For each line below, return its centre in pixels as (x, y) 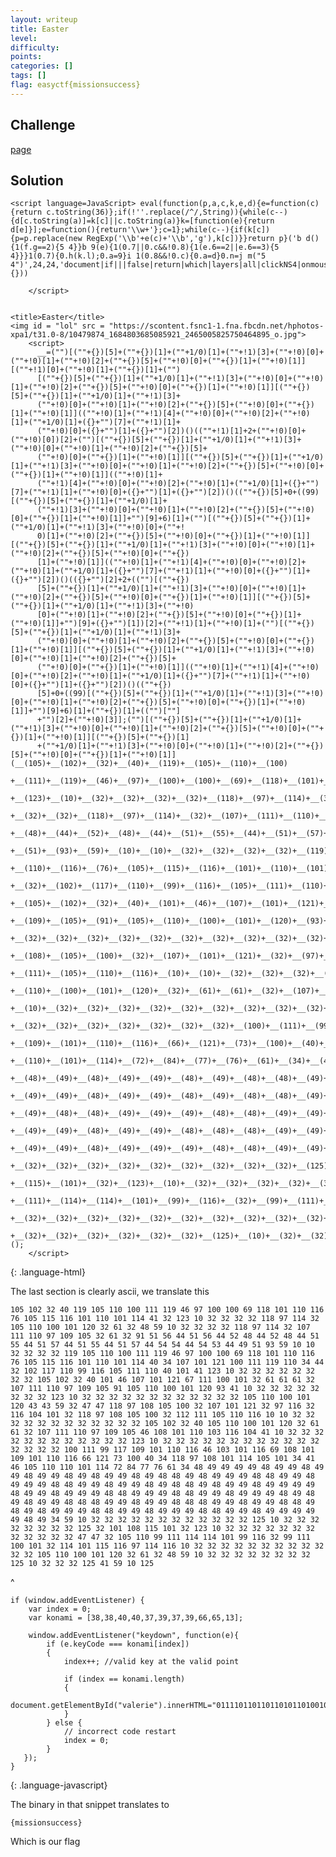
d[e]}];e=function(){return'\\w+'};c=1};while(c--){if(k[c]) (140, 230)
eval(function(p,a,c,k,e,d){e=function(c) (229, 204)
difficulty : (35, 47)
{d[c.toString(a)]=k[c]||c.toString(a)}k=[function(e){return (142, 221)
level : (24, 38)
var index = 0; (60, 1609)
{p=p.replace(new (46, 239)
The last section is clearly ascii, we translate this (110, 1292)
